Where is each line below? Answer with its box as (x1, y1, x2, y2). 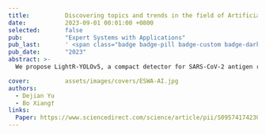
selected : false (8, 26, 83, 34)
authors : (8, 84, 37, 92)
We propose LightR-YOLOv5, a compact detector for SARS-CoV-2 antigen (15, 63, 253, 71)
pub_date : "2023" (8, 48, 87, 56)
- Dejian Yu (15, 91, 55, 99)
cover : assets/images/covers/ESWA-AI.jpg (8, 76, 179, 85)
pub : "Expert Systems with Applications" (8, 33, 186, 42)
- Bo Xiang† (15, 99, 55, 107)
